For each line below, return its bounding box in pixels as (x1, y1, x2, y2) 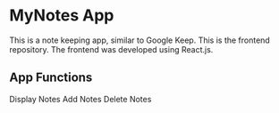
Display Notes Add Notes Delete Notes (9, 93, 152, 104)
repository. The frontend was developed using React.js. (9, 44, 214, 54)
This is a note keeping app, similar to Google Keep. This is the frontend (9, 35, 270, 45)
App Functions (9, 70, 93, 85)
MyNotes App (9, 5, 114, 26)
